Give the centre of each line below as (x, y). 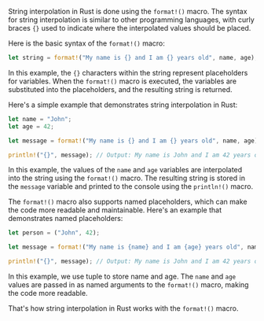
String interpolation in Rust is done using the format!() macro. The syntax (128, 11)
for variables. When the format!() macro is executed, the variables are (123, 81)
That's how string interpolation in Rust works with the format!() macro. (123, 308)
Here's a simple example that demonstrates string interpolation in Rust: (123, 105)
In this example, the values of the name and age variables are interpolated (125, 170)
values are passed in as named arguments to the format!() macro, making (128, 285)
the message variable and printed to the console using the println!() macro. (131, 186)
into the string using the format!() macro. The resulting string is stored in (127, 178)
